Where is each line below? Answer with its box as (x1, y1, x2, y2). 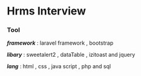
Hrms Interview (7, 4, 87, 18)
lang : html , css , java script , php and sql (7, 63, 111, 70)
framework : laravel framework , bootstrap (7, 39, 114, 46)
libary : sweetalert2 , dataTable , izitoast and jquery (7, 51, 136, 59)
